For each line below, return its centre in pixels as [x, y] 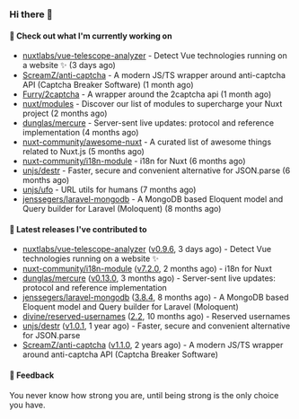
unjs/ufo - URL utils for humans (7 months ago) [109, 190]
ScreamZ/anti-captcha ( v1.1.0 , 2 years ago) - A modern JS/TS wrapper [153, 345]
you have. [27, 405]
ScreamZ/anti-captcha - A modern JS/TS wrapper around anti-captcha [154, 75]
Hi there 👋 [31, 14]
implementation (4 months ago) [80, 133]
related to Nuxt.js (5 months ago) [84, 152]
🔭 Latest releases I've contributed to [78, 229]
